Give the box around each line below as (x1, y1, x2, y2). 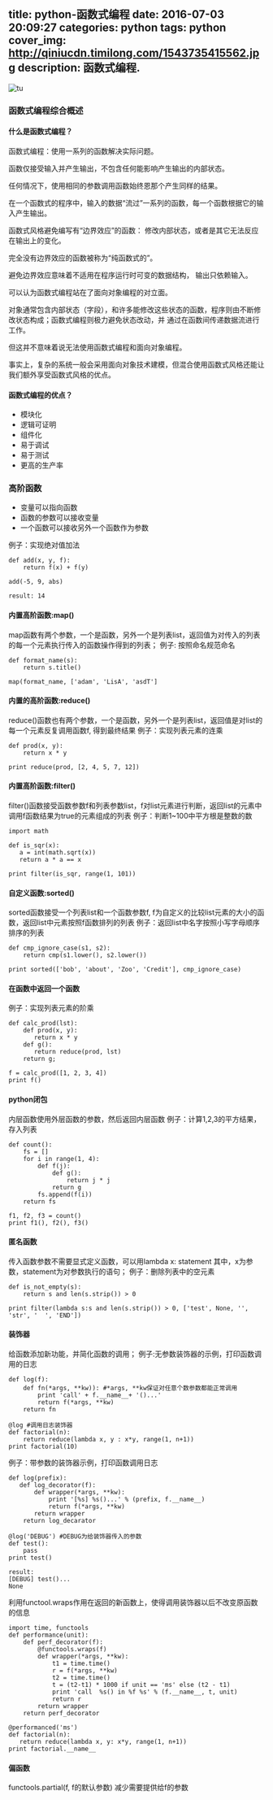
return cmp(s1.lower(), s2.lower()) (23, 951, 148, 959)
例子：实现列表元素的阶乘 (8, 1003, 94, 1013)
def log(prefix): (8, 1474, 67, 1482)
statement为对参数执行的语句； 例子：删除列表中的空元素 (22, 1267, 215, 1276)
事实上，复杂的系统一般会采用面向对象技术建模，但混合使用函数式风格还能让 (8, 359, 265, 369)
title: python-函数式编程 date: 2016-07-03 (8, 7, 225, 22)
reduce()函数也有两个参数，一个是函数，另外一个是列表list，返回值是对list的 (8, 715, 262, 725)
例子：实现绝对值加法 (8, 540, 80, 550)
